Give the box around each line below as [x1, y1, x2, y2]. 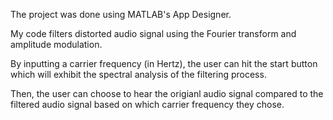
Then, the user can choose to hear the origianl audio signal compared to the [10, 88, 324, 99]
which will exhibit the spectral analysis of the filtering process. [10, 69, 267, 80]
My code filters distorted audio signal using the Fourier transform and [10, 28, 297, 39]
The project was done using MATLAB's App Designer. [10, 9, 232, 20]
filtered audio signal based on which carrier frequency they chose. [10, 99, 285, 110]
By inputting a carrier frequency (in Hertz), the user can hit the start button [10, 58, 318, 69]
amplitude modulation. [10, 39, 103, 50]
